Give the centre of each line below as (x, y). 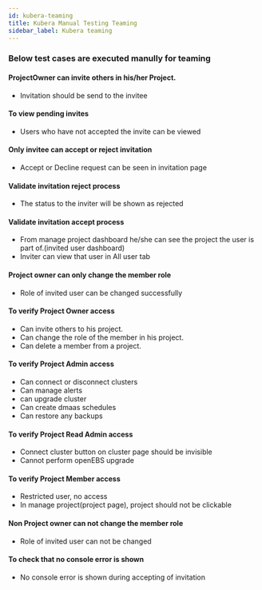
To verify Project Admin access (61, 364)
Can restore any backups (61, 416)
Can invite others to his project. (71, 329)
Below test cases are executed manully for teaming (110, 58)
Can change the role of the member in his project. (101, 337)
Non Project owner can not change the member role (96, 523)
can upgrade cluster (53, 399)
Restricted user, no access (64, 496)
